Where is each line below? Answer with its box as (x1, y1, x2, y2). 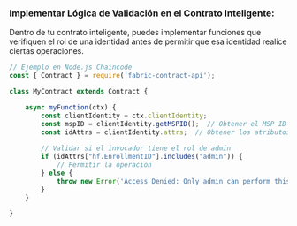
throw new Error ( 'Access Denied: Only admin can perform (56, 177, 271, 185)
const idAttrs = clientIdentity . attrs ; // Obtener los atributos (41, 127, 291, 137)
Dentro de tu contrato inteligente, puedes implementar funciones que (9, 27, 262, 38)
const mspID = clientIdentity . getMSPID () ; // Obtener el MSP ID (41, 119, 287, 128)
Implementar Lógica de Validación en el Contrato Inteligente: (9, 7, 276, 19)
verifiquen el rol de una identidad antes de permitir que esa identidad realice (9, 36, 287, 47)
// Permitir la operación (56, 161, 152, 169)
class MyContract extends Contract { (9, 87, 148, 96)
